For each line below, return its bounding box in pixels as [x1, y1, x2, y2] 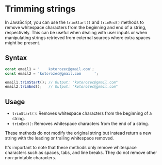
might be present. [5, 40, 40, 45]
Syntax [5, 54, 27, 62]
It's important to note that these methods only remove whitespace [5, 145, 137, 151]
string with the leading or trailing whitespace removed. [5, 135, 114, 141]
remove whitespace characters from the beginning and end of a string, [5, 24, 146, 30]
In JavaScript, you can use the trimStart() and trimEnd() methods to [5, 19, 144, 25]
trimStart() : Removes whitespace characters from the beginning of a [12, 110, 152, 116]
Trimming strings [5, 3, 76, 14]
